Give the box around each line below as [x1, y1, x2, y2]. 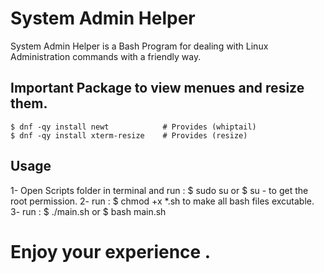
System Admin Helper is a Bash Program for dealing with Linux [10, 40, 269, 52]
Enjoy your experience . [10, 240, 212, 263]
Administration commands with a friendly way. [10, 50, 202, 62]
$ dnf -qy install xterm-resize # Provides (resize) [10, 130, 248, 141]
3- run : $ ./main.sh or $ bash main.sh [10, 205, 167, 217]
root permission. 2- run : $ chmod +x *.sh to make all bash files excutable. [10, 195, 315, 207]
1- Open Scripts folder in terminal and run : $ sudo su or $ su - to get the [10, 184, 309, 196]
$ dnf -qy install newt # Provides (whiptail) [10, 122, 257, 132]
